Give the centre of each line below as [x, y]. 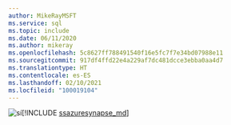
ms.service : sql [35, 23]
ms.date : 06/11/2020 [43, 38]
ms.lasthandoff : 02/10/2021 [55, 83]
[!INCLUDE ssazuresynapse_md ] [75, 113]
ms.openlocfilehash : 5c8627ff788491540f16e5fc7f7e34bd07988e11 [116, 53]
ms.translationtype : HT [48, 68]
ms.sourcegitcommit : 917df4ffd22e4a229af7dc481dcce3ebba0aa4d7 [116, 61]
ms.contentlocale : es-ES [50, 75]
